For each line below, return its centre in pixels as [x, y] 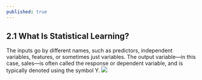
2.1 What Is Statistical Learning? [68, 36]
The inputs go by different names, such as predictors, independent [90, 51]
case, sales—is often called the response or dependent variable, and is [95, 63]
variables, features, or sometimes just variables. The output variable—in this [101, 57]
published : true [27, 12]
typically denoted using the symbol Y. [53, 70]
